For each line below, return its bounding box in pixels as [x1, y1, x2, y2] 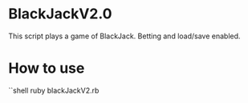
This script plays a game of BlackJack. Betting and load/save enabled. [8, 31, 241, 41]
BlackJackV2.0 [8, 5, 112, 23]
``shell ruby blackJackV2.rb [8, 85, 100, 95]
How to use [8, 59, 85, 77]
